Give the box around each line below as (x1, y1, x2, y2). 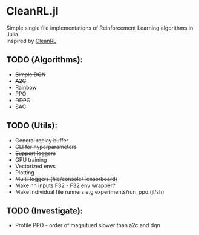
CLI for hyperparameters (15, 143, 77, 150)
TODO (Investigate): (6, 205, 83, 216)
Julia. (6, 30, 20, 38)
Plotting (15, 168, 34, 176)
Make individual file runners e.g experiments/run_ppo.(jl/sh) (15, 188, 165, 195)
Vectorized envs (15, 162, 56, 170)
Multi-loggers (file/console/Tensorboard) (15, 175, 118, 182)
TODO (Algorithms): (6, 55, 83, 65)
